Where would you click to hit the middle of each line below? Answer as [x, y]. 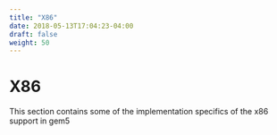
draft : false [34, 34]
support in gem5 [40, 121]
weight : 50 [29, 42]
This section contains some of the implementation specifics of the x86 [139, 112]
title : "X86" [34, 17]
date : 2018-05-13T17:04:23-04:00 [71, 26]
